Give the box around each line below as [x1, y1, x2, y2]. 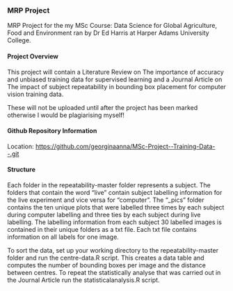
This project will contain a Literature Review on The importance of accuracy [7, 68, 224, 76]
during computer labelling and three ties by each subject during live [7, 210, 201, 219]
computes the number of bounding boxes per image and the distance [7, 260, 207, 269]
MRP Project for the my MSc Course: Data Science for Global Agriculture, [7, 22, 218, 30]
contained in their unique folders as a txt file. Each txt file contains [7, 225, 197, 233]
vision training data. [7, 90, 64, 98]
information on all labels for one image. [7, 233, 120, 241]
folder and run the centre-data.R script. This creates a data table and [7, 253, 204, 262]
